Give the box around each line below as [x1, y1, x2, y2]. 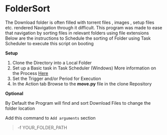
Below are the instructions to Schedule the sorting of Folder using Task [5, 35, 151, 41]
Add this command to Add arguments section [5, 115, 96, 121]
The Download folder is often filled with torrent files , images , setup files [5, 19, 155, 25]
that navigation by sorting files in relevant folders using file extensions [5, 30, 149, 36]
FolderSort [5, 3, 50, 14]
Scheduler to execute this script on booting [5, 40, 94, 46]
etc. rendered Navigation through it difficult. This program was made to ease [5, 24, 163, 30]
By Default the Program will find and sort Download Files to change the [5, 100, 151, 106]
